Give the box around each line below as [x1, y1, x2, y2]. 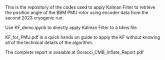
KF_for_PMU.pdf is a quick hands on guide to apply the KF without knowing [5, 34, 160, 40]
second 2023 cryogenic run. [5, 15, 64, 20]
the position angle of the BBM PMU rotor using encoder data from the [5, 9, 148, 15]
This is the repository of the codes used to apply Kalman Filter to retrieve [5, 4, 156, 10]
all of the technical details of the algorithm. [5, 39, 93, 45]
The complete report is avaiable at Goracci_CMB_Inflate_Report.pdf [5, 49, 144, 55]
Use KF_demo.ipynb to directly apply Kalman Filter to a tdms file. [5, 24, 138, 30]
